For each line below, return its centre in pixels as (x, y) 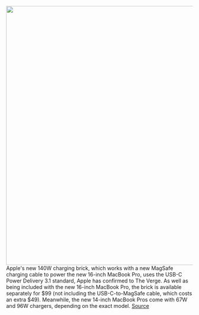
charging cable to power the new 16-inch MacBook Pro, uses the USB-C (94, 274)
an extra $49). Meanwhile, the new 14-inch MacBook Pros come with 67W (97, 300)
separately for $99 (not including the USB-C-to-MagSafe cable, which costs (99, 293)
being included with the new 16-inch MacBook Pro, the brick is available (94, 287)
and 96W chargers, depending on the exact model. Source (78, 306)
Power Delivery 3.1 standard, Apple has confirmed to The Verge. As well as (97, 281)
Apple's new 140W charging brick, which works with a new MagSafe (90, 268)
